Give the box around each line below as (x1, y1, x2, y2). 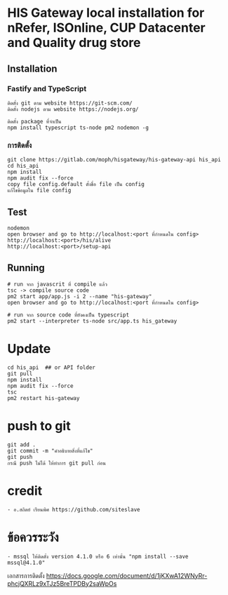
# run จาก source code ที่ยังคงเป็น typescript (7, 311, 130, 319)
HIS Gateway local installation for (7, 5, 205, 21)
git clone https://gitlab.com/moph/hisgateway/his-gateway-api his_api (7, 156, 221, 163)
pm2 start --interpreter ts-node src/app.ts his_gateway (7, 317, 177, 324)
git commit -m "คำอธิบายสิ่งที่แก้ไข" (7, 447, 93, 454)
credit (7, 483, 43, 499)
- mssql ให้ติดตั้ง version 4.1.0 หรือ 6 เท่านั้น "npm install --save (7, 553, 189, 560)
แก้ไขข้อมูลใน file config (7, 187, 72, 194)
